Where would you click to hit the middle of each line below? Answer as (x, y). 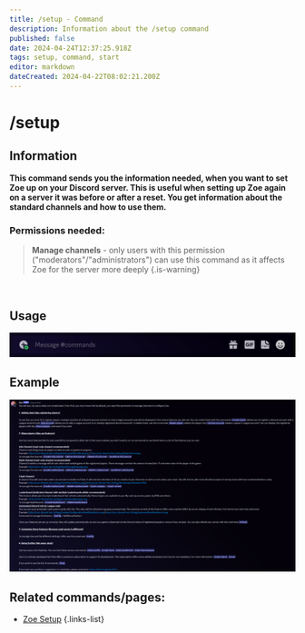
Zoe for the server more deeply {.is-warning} (116, 270)
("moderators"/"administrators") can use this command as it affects (158, 260)
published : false (42, 38)
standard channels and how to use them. (88, 207)
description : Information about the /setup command (109, 29)
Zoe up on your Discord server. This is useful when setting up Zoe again (148, 187)
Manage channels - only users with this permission (128, 251)
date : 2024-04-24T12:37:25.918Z (70, 48)
